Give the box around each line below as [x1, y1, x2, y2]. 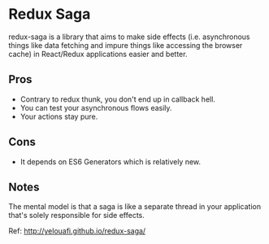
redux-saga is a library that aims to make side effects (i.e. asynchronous [8, 32, 250, 41]
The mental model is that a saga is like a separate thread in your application [8, 202, 262, 211]
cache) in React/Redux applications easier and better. [8, 49, 188, 59]
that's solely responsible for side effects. [8, 211, 145, 220]
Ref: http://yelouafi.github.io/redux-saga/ [8, 226, 146, 236]
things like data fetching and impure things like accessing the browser [8, 40, 243, 50]
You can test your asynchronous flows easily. [20, 102, 172, 112]
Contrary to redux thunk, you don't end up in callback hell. [20, 94, 215, 104]
